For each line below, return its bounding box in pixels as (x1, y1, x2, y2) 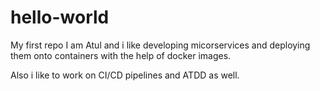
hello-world (10, 6, 110, 29)
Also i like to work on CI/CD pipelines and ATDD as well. (10, 69, 240, 81)
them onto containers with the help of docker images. (10, 49, 232, 61)
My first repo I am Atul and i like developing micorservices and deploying (10, 39, 311, 51)
